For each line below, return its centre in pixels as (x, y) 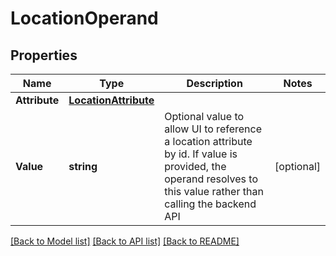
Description (214, 83)
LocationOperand (84, 18)
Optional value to (204, 116)
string (83, 166)
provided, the (195, 166)
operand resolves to (211, 179)
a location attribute (208, 141)
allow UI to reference (213, 129)
